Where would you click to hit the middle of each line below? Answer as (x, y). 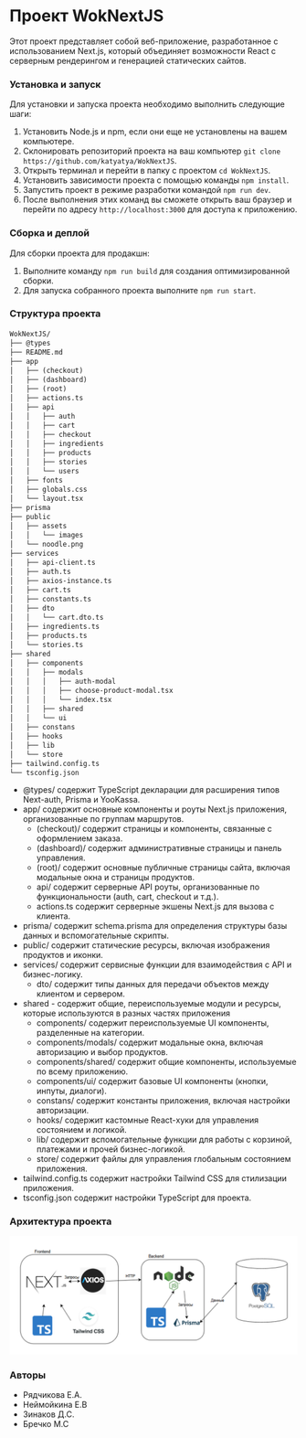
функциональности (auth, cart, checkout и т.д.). (127, 896)
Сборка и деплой (49, 233)
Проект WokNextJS (87, 16)
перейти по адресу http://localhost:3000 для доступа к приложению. (160, 209)
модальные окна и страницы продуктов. (115, 877)
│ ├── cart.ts (40, 590)
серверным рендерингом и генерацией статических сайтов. (128, 60)
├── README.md (37, 352)
